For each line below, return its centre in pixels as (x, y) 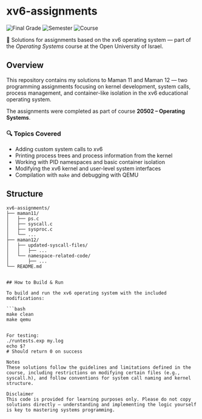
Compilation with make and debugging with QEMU (77, 175)
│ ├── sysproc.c (29, 229)
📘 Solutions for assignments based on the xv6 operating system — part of (99, 39)
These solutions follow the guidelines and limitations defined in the (99, 367)
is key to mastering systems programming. (61, 410)
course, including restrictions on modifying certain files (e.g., (93, 373)
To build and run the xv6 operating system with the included (86, 293)
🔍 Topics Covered (34, 134)
